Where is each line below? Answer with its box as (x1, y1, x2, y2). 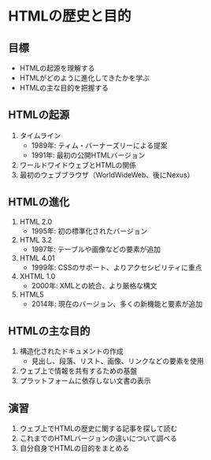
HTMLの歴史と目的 (8, 7, 131, 25)
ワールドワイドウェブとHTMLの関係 (19, 160, 136, 169)
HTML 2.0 (19, 217, 53, 226)
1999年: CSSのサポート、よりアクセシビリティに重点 (31, 262, 202, 272)
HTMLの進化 (8, 195, 70, 209)
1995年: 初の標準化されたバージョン (31, 226, 148, 236)
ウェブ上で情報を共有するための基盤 (19, 366, 138, 376)
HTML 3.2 (19, 235, 53, 244)
